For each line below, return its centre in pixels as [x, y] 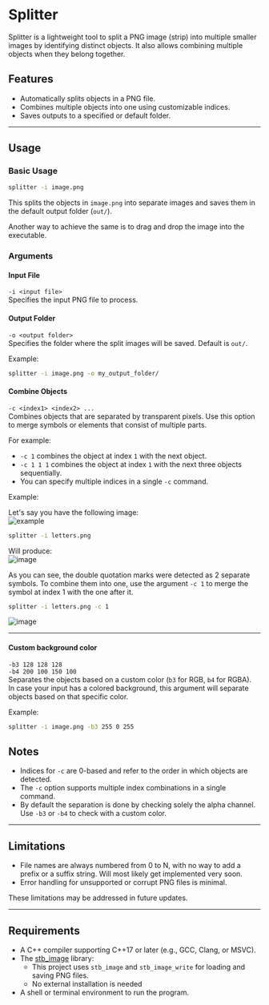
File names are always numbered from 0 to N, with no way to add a [130, 866]
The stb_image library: [57, 958]
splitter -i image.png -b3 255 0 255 [71, 726]
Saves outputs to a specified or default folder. [95, 115]
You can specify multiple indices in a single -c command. [114, 481]
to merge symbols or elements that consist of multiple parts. [108, 424]
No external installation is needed [87, 983]
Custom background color [53, 648]
